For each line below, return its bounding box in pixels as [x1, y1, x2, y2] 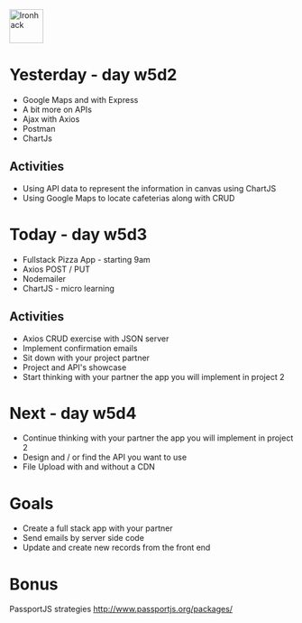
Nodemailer [22, 273, 66, 284]
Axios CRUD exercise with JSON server [22, 333, 169, 344]
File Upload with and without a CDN [22, 461, 156, 472]
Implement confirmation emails [22, 342, 138, 353]
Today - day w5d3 [9, 224, 148, 245]
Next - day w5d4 [9, 403, 137, 423]
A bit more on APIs [22, 104, 93, 115]
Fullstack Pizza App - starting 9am [22, 254, 151, 265]
